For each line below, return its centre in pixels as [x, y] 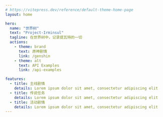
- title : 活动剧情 [27, 102]
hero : [11, 23]
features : [16, 79]
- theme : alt [28, 60]
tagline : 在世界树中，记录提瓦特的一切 [46, 37]
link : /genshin [34, 56]
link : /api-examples [40, 70]
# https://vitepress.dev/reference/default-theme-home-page [69, 10]
